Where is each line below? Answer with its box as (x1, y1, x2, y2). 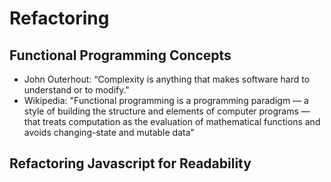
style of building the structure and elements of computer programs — (23, 105, 311, 117)
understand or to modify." (23, 84, 130, 96)
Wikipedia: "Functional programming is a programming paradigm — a (23, 95, 309, 106)
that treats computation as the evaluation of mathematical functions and (23, 116, 321, 127)
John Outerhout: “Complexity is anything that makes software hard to (23, 73, 311, 85)
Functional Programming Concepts (9, 47, 232, 64)
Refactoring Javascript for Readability (9, 155, 252, 172)
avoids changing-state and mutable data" (23, 127, 196, 138)
